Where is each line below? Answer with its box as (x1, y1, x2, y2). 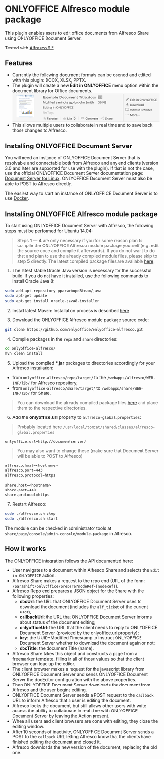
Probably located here (17, 424, 62, 430)
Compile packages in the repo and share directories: (12, 336, 117, 342)
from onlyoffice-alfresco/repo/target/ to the (12, 375, 106, 381)
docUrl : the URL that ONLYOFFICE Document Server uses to (19, 598, 142, 604)
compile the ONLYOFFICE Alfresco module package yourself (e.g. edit (17, 243, 159, 248)
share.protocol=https (5, 492, 49, 498)
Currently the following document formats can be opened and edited (12, 72, 151, 78)
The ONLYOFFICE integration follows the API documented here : (5, 558, 134, 563)
